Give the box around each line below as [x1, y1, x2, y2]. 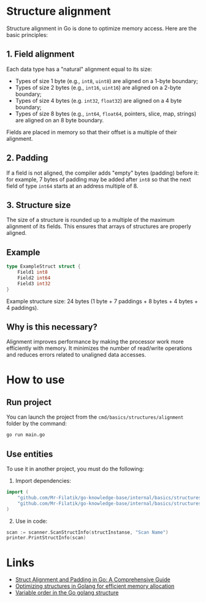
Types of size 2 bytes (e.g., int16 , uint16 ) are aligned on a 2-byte [15, 84, 181, 91]
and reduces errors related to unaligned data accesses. [6, 351, 147, 358]
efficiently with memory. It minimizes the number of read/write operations [6, 344, 193, 352]
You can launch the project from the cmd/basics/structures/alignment [6, 413, 184, 421]
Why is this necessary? [6, 322, 98, 332]
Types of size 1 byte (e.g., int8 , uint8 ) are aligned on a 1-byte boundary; [15, 77, 198, 84]
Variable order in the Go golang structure [15, 589, 119, 596]
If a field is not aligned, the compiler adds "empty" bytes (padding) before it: [6, 169, 199, 176]
